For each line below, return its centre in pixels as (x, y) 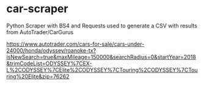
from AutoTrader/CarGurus (40, 32)
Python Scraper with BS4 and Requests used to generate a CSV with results (102, 26)
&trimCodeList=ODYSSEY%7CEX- (49, 63)
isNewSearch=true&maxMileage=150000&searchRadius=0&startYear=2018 (101, 57)
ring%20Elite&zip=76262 (38, 76)
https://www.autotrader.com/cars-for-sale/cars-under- (75, 44)
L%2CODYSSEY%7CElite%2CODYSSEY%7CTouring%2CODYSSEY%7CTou (102, 70)
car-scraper (37, 9)
